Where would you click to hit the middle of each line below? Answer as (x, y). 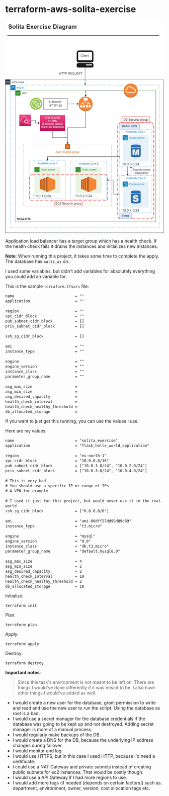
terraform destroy (24, 663)
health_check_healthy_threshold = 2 (44, 582)
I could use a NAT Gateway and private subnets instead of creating (82, 767)
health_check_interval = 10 (45, 577)
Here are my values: (26, 431)
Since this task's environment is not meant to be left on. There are (86, 682)
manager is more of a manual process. (52, 730)
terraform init (21, 606)
